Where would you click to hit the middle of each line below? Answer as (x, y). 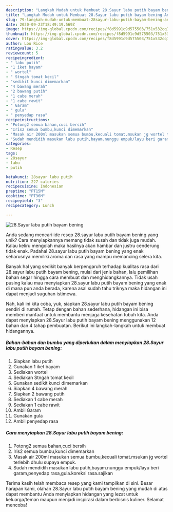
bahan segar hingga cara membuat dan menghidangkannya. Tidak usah (82, 277)
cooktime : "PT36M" (25, 196)
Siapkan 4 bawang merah (40, 388)
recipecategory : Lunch (30, 205)
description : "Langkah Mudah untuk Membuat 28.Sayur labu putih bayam (83, 10)
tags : (12, 154)
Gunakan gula (28, 415)
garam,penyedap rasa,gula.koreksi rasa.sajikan (63, 473)
